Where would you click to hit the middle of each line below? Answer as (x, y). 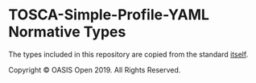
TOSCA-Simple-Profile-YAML (109, 15)
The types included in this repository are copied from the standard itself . (128, 54)
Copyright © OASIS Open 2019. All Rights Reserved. (95, 69)
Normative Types (67, 32)
